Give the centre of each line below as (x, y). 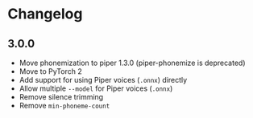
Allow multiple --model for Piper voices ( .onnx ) (96, 88)
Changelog (45, 14)
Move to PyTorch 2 (50, 71)
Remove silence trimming (61, 97)
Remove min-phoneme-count (64, 106)
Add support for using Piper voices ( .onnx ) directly (103, 80)
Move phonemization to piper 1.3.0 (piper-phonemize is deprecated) (132, 63)
